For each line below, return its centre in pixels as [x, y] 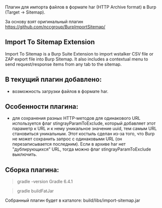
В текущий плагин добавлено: [53, 80]
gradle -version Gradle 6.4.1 [45, 182]
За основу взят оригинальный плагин [44, 22]
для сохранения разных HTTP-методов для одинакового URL [76, 118]
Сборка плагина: [32, 170]
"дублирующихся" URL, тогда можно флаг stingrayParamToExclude [81, 149]
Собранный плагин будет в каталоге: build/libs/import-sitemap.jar [73, 200]
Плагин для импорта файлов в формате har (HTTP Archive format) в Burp [81, 7]
